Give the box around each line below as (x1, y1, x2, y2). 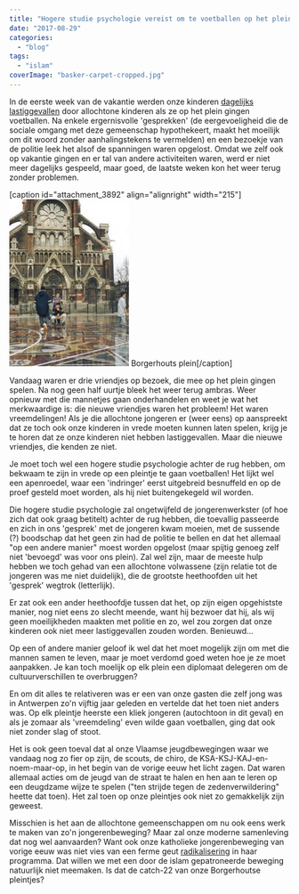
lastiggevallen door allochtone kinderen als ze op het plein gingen (9, 105, 251, 116)
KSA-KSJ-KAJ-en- (199, 752, 269, 763)
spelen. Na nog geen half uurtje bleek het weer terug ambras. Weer (9, 384, 256, 395)
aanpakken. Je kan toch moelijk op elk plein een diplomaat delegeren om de (9, 662, 288, 672)
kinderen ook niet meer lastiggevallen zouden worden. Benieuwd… (9, 625, 254, 636)
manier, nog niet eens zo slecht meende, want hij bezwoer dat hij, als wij (9, 606, 275, 617)
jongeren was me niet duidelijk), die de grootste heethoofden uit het (9, 570, 258, 581)
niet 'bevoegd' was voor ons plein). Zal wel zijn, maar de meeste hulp (9, 551, 263, 562)
